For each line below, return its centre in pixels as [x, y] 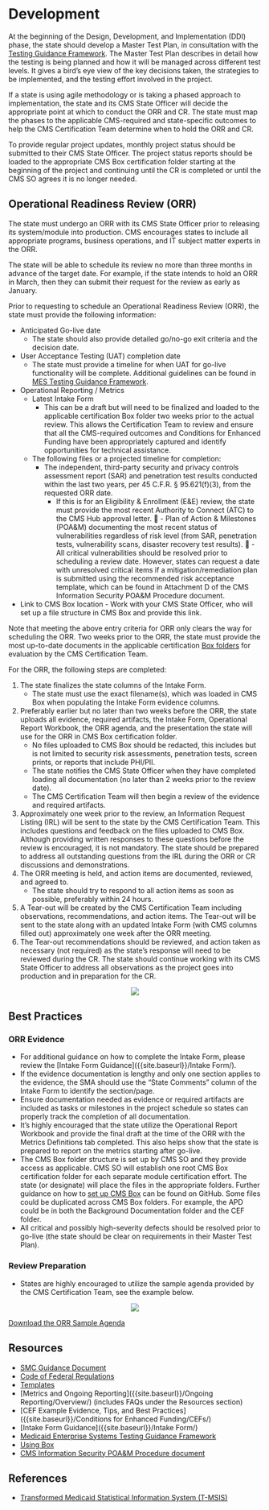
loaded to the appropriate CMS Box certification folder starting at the [122, 161]
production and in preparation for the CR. [88, 976]
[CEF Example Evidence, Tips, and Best [85, 1410]
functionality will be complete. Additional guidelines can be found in [144, 373]
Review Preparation [47, 1266]
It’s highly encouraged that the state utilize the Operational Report [129, 1125]
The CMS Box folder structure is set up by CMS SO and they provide [133, 1160]
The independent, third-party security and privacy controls [141, 467]
